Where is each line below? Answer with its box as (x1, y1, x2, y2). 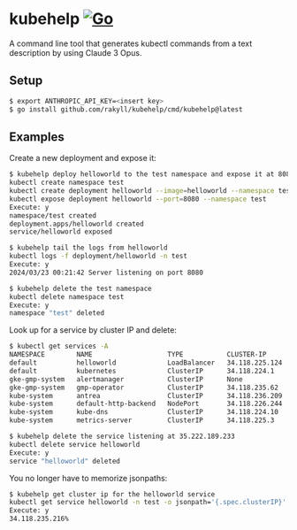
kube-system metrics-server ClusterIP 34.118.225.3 (9, 416, 275, 425)
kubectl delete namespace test (9, 292, 125, 301)
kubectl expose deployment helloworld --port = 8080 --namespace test (9, 195, 267, 204)
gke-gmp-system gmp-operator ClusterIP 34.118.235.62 (9, 383, 278, 392)
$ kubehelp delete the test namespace (9, 284, 152, 293)
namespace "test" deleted (9, 309, 104, 318)
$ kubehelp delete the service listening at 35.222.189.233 (9, 432, 236, 442)
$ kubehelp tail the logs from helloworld (9, 243, 168, 252)
